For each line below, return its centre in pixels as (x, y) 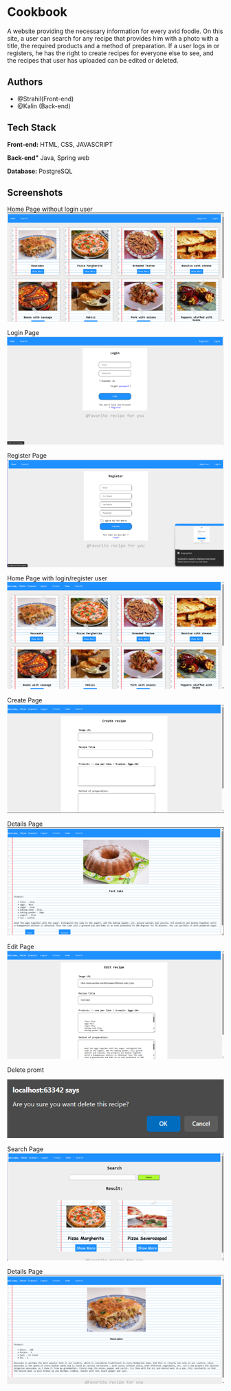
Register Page (27, 455)
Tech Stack (32, 128)
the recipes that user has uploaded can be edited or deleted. (93, 60)
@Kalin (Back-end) (44, 106)
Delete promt (26, 1070)
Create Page (25, 700)
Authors (25, 82)
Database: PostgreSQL (40, 171)
